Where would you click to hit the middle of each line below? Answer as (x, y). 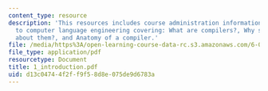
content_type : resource (48, 15)
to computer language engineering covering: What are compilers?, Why (135, 30)
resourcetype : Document (48, 60)
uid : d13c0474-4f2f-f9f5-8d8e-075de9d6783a (82, 74)
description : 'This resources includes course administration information (135, 23)
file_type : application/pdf (55, 52)
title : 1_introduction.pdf (53, 67)
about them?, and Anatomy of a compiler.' (87, 38)
